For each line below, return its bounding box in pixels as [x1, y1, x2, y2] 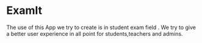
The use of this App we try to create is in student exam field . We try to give [6, 24, 197, 31]
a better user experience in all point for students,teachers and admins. [6, 30, 183, 37]
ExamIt [6, 4, 43, 18]
